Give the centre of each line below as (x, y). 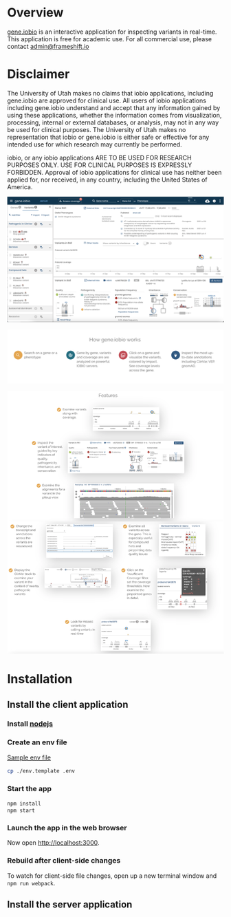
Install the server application (70, 904)
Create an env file (37, 742)
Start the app (30, 788)
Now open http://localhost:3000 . (53, 843)
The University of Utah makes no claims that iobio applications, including (110, 93)
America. (20, 186)
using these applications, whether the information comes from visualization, (114, 115)
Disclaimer (38, 74)
